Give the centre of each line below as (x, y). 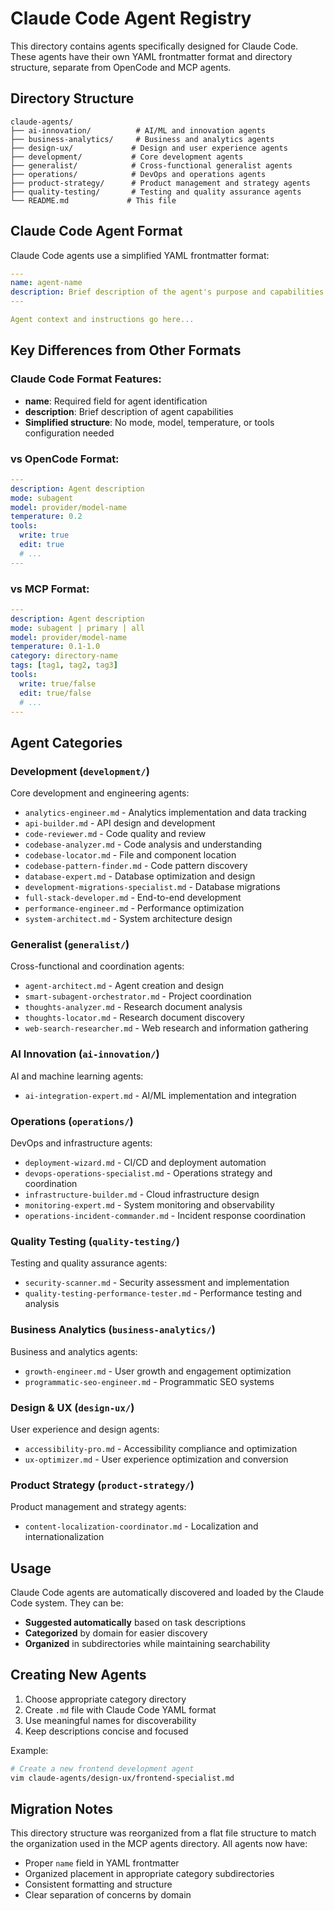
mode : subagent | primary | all (77, 628)
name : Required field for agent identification (116, 401)
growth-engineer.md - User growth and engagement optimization (158, 1371)
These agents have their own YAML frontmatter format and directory (151, 56)
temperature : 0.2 (46, 517)
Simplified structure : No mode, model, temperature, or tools (149, 422)
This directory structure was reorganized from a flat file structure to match (163, 1833)
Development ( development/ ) (80, 771)
